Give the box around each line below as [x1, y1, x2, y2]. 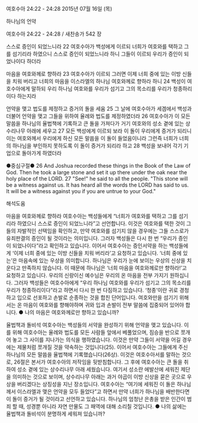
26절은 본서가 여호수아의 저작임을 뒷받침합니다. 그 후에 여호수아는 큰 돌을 [14, 358, 183, 366]
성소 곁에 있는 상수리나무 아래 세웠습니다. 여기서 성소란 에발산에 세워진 [17, 366, 180, 373]
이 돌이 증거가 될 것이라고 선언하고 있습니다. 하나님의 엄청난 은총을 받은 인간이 [6, 396, 186, 402]
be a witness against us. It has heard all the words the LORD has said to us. [6, 181, 189, 188]
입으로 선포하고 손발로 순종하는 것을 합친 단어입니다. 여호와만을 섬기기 [17, 294, 178, 301]
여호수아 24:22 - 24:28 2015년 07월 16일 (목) [6, 5, 112, 12]
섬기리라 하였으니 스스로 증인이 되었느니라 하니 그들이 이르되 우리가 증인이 [12, 50, 183, 57]
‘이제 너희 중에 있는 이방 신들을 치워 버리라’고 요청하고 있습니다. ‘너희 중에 [12, 249, 182, 257]
